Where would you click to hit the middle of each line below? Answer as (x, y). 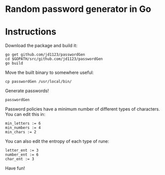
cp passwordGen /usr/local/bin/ (38, 82)
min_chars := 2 (21, 132)
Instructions (31, 32)
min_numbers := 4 (23, 128)
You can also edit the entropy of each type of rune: (57, 141)
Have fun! (15, 168)
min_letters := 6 (23, 123)
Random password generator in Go (78, 9)
